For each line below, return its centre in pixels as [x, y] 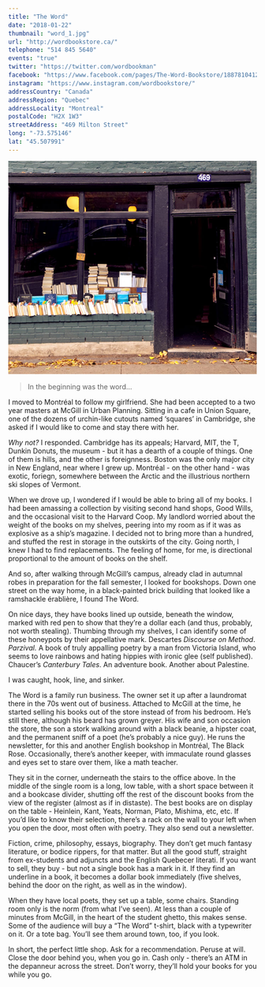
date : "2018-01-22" [40, 25]
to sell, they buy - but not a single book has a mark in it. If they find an [122, 868]
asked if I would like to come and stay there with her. [93, 427]
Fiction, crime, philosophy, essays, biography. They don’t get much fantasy [130, 843]
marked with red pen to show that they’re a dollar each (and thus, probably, [131, 622]
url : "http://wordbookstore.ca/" [63, 42]
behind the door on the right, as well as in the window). [97, 885]
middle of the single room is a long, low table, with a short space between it [131, 786]
